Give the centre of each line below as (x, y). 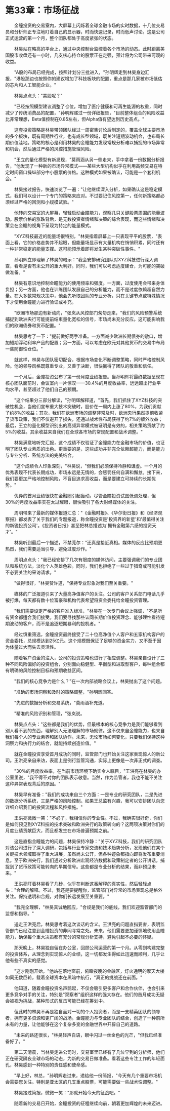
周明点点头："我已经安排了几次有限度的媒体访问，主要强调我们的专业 (86, 560)
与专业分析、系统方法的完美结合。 (41, 455)
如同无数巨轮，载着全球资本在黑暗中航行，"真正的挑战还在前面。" (74, 977)
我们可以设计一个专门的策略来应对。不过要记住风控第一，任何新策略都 (87, 195)
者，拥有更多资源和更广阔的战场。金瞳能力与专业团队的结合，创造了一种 (80, 1018)
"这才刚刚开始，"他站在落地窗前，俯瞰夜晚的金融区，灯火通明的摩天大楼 (89, 971)
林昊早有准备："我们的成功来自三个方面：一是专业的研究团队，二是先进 (88, 794)
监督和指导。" (20, 913)
